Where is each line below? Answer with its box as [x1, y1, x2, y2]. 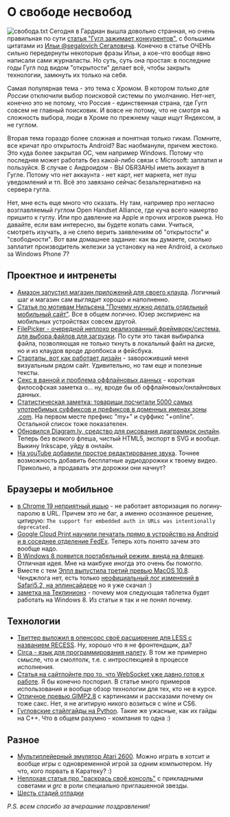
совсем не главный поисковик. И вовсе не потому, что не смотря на [7, 106, 209, 114]
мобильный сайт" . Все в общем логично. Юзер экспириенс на [16, 310, 200, 318]
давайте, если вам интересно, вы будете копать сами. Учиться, [7, 220, 194, 229]
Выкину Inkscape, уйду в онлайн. [16, 441, 114, 449]
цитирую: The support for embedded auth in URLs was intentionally [16, 516, 216, 524]
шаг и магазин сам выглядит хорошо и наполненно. [16, 295, 170, 304]
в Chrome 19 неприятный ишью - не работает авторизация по [16, 502, 198, 510]
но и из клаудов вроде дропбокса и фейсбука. [16, 346, 153, 354]
